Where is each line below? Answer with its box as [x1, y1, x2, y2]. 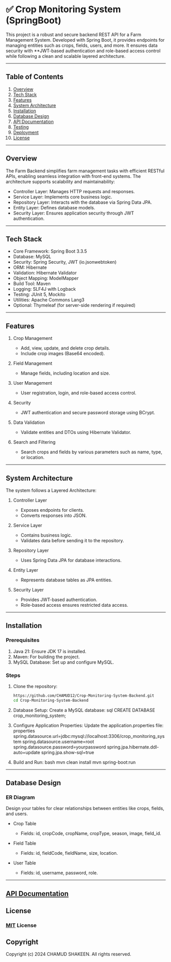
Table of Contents [6, 73, 64, 81]
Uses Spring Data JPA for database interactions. [20, 557, 122, 563]
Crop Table [13, 821, 37, 827]
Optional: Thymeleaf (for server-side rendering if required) [13, 302, 136, 308]
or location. [20, 454, 45, 460]
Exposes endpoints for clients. [20, 507, 84, 513]
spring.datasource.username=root [22, 738, 94, 744]
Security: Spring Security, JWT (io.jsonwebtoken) [13, 259, 117, 265]
